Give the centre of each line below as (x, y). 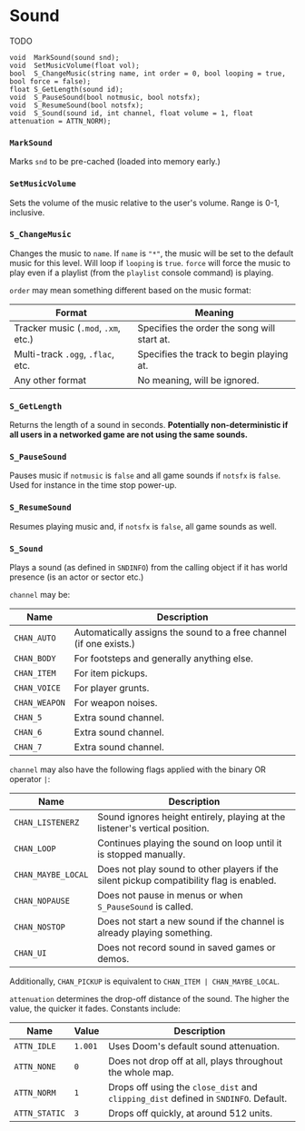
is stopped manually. (141, 855)
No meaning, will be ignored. (198, 380)
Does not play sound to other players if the (187, 869)
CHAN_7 (28, 747)
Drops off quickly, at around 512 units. (191, 1114)
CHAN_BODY (35, 659)
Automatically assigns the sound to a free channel (181, 632)
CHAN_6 (28, 733)
